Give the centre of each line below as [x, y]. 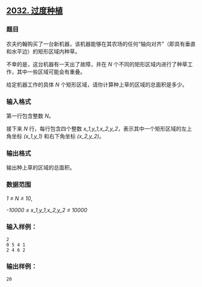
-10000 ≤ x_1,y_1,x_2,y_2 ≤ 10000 [47, 210]
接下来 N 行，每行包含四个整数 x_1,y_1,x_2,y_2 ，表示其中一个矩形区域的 [94, 128]
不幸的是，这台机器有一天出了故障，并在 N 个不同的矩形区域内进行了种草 [97, 64]
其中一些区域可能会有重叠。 [51, 72]
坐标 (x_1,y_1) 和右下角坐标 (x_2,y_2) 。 [58, 136]
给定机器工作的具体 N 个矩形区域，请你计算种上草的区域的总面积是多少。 [97, 84]
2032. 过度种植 [35, 11]
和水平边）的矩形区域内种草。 [43, 51]
